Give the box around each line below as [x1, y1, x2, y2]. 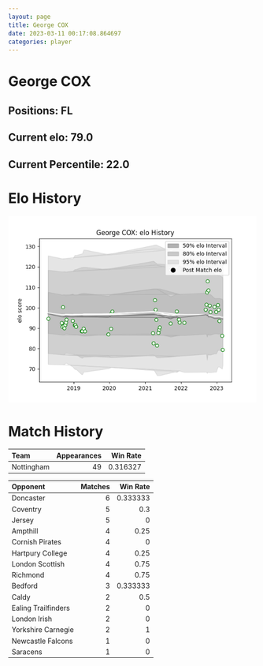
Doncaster [11, 493, 46, 503]
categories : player [8, 38, 72, 46]
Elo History [8, 189, 82, 207]
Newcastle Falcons [11, 636, 73, 645]
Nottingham [11, 462, 50, 472]
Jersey [11, 515, 34, 525]
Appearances [56, 451, 102, 460]
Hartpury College [11, 548, 68, 558]
